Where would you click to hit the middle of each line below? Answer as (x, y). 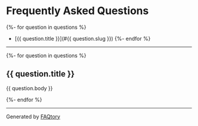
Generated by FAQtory (33, 117)
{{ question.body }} (29, 88)
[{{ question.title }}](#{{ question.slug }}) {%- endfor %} (82, 38)
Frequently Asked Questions (77, 11)
